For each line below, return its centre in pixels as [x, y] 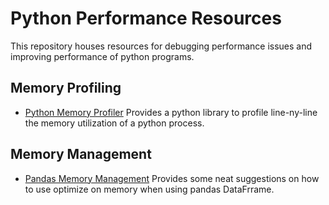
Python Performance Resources [146, 18]
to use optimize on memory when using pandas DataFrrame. [149, 189]
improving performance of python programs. [102, 56]
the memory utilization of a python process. [114, 123]
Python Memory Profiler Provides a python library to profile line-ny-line [171, 112]
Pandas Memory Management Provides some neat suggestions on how [172, 178]
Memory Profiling [66, 88]
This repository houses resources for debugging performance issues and [161, 46]
